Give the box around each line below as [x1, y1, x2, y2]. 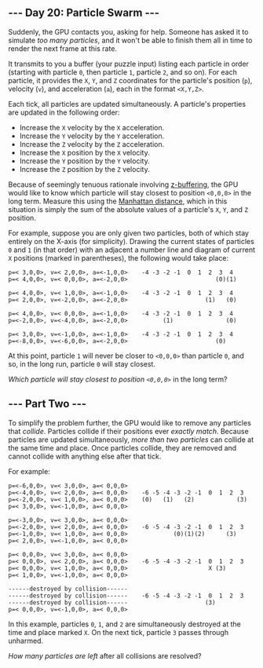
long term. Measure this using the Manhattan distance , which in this [8, 196, 228, 206]
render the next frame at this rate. [8, 43, 118, 53]
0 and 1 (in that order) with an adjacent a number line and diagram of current [8, 245, 256, 254]
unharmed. [8, 636, 44, 645]
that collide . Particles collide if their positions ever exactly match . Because [8, 426, 249, 436]
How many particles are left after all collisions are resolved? [8, 651, 202, 660]
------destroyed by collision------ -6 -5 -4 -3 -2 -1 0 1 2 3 [8, 592, 244, 600]
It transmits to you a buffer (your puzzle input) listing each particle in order [8, 59, 250, 68]
